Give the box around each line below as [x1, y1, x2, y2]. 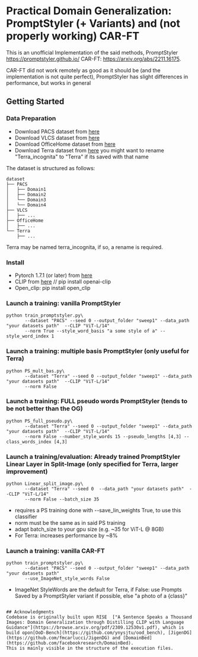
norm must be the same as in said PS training [14, 519, 126, 527]
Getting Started [6, 97, 65, 107]
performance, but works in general [6, 79, 91, 87]
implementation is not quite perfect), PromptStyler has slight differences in [6, 73, 189, 80]
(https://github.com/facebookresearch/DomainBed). [6, 640, 134, 646]
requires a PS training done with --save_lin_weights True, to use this [14, 507, 181, 514]
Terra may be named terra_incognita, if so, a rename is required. [6, 243, 163, 250]
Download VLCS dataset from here [14, 134, 100, 141]
